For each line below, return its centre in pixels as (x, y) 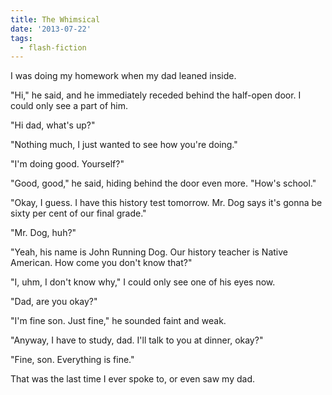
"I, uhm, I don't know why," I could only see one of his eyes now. (143, 282)
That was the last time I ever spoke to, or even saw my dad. (132, 379)
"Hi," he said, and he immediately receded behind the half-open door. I (156, 95)
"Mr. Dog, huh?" (43, 233)
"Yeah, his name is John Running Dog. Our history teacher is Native (149, 252)
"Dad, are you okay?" (54, 302)
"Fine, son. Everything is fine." (72, 360)
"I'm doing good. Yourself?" (67, 164)
